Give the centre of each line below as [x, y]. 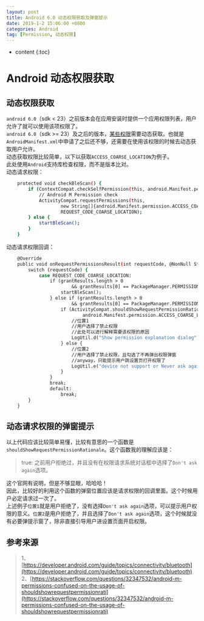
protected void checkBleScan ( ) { [59, 183]
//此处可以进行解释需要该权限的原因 [110, 332]
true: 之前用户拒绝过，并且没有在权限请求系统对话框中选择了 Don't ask [109, 463]
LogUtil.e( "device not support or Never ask [129, 366]
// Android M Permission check [78, 195]
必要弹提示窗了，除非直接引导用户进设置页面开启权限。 [80, 521]
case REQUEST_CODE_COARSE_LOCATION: [85, 275]
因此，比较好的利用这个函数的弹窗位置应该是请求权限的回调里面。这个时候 [99, 491]
